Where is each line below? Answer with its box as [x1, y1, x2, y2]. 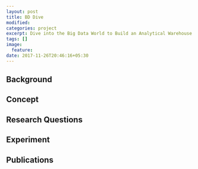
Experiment [6, 135, 50, 145]
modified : [6, 19, 31, 25]
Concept [6, 95, 39, 105]
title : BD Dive [6, 14, 44, 20]
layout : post [6, 8, 39, 15]
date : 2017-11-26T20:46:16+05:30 [6, 53, 89, 58]
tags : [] [6, 36, 28, 42]
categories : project [6, 25, 58, 31]
